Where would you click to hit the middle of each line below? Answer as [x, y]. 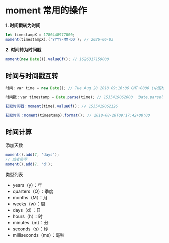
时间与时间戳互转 [32, 76]
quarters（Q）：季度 [33, 191]
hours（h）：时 [27, 216]
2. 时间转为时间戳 [23, 50]
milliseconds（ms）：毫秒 [38, 235]
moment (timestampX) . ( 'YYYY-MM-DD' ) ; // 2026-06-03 [59, 39]
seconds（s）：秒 [30, 229]
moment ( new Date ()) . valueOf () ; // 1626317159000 [57, 59]
